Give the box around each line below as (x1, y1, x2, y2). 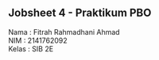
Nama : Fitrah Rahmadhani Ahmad (8, 27, 121, 36)
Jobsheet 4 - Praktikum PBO (8, 6, 152, 20)
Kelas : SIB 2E (8, 43, 54, 54)
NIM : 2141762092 (8, 36, 68, 45)
